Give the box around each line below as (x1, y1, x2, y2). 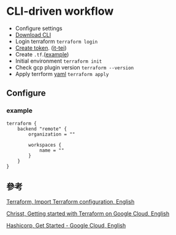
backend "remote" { (17, 126, 67, 132)
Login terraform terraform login (15, 37, 98, 45)
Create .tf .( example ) (15, 50, 69, 58)
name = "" (39, 147, 64, 153)
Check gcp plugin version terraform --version (15, 63, 134, 71)
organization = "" (28, 131, 75, 137)
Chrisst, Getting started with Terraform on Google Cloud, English (6, 210, 170, 217)
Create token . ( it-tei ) (15, 44, 67, 52)
